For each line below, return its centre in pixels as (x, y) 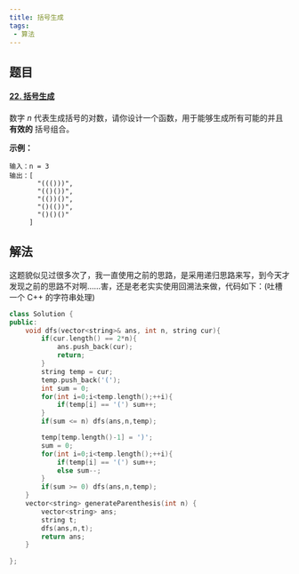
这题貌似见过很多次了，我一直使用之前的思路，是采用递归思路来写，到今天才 (149, 275)
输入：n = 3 (29, 166)
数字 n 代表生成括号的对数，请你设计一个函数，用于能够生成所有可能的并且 (146, 117)
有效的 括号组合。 (41, 129)
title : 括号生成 (36, 17)
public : (24, 322)
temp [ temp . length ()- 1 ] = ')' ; (97, 438)
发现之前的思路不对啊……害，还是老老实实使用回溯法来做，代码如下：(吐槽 (146, 286)
